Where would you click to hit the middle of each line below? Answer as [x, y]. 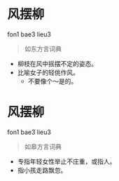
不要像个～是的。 [52, 81]
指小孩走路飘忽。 [42, 170]
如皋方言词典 [43, 146]
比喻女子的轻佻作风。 [48, 72]
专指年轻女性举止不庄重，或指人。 [66, 161]
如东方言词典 [43, 48]
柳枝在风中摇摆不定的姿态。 [57, 63]
